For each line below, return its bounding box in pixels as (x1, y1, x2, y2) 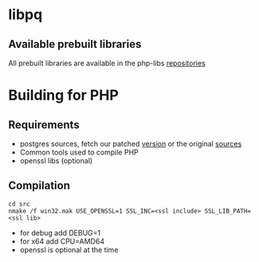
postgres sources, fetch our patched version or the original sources (19, 139, 242, 148)
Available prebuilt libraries (8, 37, 142, 51)
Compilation (8, 179, 70, 193)
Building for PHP (8, 86, 120, 104)
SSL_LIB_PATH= (204, 207, 251, 215)
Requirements (8, 118, 80, 131)
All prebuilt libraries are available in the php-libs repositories (8, 58, 206, 68)
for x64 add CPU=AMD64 (19, 237, 105, 246)
